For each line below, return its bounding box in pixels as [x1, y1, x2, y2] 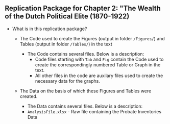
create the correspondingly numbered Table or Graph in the [35, 61, 161, 68]
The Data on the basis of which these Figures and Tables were [19, 88, 152, 94]
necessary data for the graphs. [35, 78, 100, 84]
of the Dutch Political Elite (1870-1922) [5, 12, 130, 21]
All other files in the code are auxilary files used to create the [35, 72, 163, 79]
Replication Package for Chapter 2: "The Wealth [5, 4, 161, 13]
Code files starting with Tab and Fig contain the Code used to [35, 56, 164, 62]
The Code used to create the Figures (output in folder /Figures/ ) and [19, 35, 165, 41]
